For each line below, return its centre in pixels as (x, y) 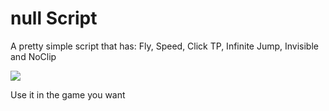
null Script (54, 18)
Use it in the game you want (68, 94)
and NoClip (33, 56)
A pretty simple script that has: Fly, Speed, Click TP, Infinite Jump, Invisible (164, 46)
